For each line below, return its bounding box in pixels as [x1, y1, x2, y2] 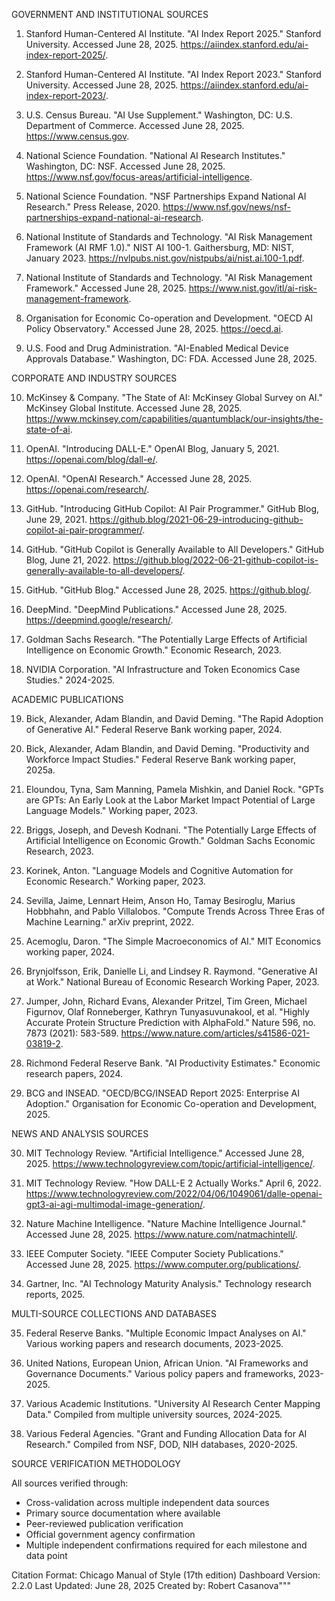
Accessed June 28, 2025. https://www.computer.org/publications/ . [25, 1259, 302, 1270]
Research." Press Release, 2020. [25, 201, 161, 213]
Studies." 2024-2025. [25, 674, 116, 686]
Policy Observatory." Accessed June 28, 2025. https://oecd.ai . [25, 323, 284, 334]
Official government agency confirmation [25, 1529, 196, 1540]
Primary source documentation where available [25, 1507, 221, 1519]
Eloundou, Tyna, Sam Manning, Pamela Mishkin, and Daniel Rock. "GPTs [25, 784, 324, 795]
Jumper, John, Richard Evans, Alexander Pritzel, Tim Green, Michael [25, 995, 308, 1007]
